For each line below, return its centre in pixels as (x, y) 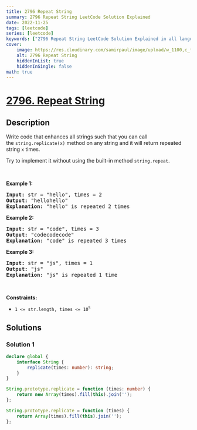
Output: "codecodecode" (40, 235)
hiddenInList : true (40, 61)
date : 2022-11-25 (27, 22)
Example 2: (20, 218)
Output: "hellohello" (37, 201)
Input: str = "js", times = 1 (50, 263)
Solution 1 (20, 344)
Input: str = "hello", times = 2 (54, 195)
